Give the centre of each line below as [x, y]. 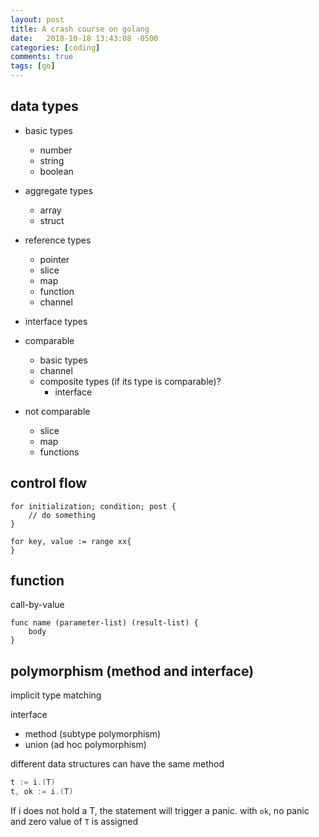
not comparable [57, 411]
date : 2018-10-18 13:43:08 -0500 [84, 38]
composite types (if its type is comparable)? [130, 381]
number [56, 150]
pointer [54, 259]
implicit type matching [56, 695]
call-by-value [37, 605]
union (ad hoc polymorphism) [85, 745]
